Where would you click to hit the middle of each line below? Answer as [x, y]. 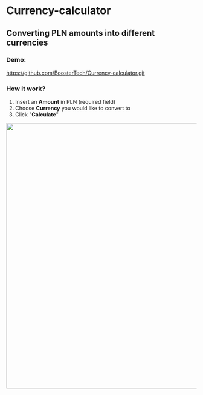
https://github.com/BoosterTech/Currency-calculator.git [76, 73]
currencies [27, 42]
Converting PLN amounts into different [81, 33]
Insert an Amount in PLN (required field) [65, 102]
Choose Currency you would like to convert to [73, 108]
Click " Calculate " [37, 115]
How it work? [26, 89]
